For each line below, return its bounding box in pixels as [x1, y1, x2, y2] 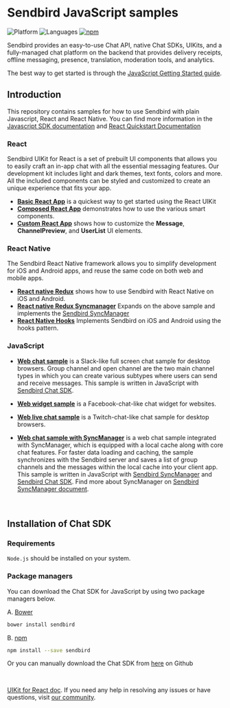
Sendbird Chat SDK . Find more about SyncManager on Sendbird [16, 477, 199, 486]
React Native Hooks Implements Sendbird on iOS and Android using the [16, 317, 222, 325]
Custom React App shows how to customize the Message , [16, 219, 185, 228]
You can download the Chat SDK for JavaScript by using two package [7, 587, 205, 595]
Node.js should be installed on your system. [7, 554, 131, 563]
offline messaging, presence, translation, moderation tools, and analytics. [7, 55, 215, 63]
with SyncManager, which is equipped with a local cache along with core [16, 441, 224, 449]
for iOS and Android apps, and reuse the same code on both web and [7, 267, 204, 275]
